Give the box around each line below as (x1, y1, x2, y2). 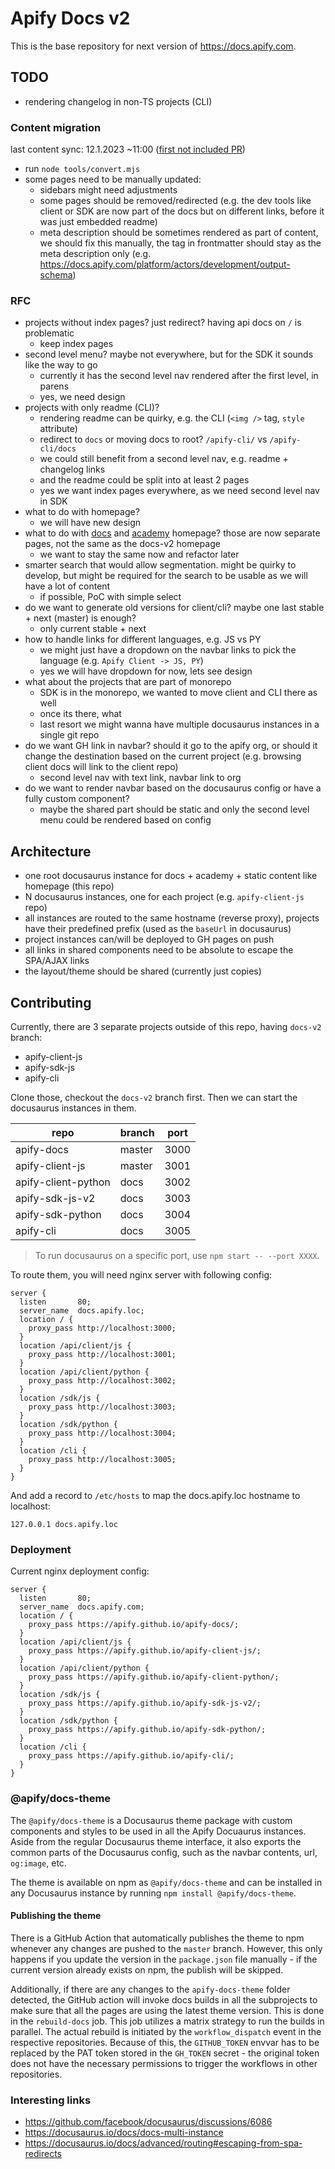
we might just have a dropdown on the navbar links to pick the (39, 644, 297, 656)
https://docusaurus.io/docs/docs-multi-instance (24, 2127, 224, 2139)
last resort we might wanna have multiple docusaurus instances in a (39, 718, 320, 731)
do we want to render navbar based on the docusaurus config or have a (24, 782, 322, 794)
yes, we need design (39, 391, 126, 403)
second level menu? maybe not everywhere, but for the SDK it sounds (24, 348, 314, 361)
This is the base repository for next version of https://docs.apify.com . (10, 40, 297, 52)
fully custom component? (24, 793, 130, 805)
